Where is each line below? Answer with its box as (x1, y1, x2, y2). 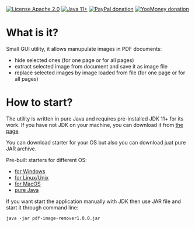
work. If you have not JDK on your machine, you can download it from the (6, 121, 184, 128)
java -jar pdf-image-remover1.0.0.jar (6, 215, 100, 221)
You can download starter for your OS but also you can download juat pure (6, 139, 186, 146)
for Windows (14, 167, 46, 175)
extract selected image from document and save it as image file (14, 63, 168, 70)
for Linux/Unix (14, 174, 49, 181)
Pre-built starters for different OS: (6, 156, 88, 163)
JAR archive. (6, 145, 37, 152)
